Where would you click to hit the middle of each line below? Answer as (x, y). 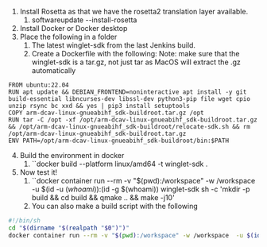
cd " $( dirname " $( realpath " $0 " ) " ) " (69, 228)
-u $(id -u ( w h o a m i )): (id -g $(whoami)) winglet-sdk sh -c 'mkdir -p (141, 189)
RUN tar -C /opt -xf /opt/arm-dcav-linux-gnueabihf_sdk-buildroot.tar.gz (133, 120)
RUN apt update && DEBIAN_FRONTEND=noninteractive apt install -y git (128, 92)
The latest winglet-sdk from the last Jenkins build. (114, 45)
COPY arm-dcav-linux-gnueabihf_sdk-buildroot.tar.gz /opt (106, 113)
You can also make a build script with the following (115, 206)
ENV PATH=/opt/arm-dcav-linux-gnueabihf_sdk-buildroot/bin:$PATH (118, 141)
